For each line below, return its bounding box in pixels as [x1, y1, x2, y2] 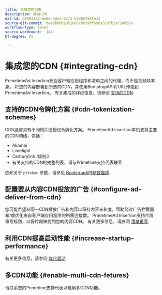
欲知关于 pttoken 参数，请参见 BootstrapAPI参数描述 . [5, 170, 110, 175]
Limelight [12, 147, 30, 153]
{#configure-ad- [90, 185, 142, 194]
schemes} [5, 113, 36, 122]
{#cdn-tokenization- [71, 105, 135, 114]
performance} [5, 242, 49, 250]
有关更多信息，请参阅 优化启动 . [5, 255, 67, 262]
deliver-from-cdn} [5, 193, 62, 202]
